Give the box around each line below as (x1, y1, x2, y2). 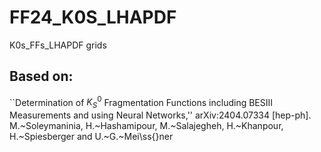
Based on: (9, 68, 74, 85)
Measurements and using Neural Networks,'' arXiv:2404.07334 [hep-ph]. (9, 109, 312, 121)
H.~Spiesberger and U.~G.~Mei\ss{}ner (9, 131, 174, 143)
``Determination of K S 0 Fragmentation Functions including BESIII (9, 94, 274, 111)
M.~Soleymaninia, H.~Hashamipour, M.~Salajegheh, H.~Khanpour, (9, 120, 284, 132)
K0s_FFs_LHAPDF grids (9, 39, 107, 51)
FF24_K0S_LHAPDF (9, 6, 177, 29)
